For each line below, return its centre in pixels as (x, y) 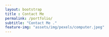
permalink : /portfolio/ (29, 18)
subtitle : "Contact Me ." (31, 23)
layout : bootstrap (23, 9)
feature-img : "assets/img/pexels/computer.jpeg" (55, 27)
